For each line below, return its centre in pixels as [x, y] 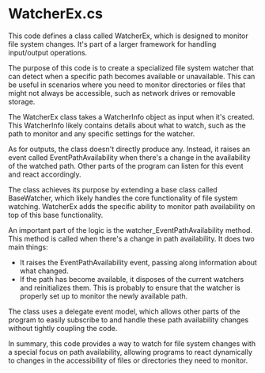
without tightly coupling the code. [63, 328]
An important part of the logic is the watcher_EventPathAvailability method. [131, 230]
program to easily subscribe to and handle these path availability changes [129, 320]
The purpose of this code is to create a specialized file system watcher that [131, 67]
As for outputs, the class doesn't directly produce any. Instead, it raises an [129, 149]
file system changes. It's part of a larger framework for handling [112, 44]
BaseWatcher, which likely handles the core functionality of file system [123, 198]
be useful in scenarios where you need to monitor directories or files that [127, 85]
